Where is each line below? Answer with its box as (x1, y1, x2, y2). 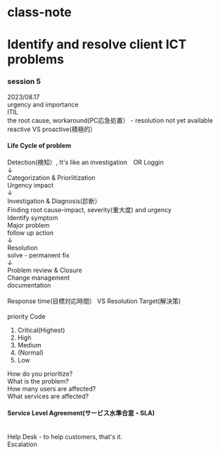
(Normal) (17, 348, 44, 357)
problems (7, 51, 65, 68)
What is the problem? (7, 376, 69, 385)
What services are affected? (7, 392, 89, 400)
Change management (7, 273, 70, 282)
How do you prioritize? (7, 369, 73, 378)
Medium (17, 340, 42, 349)
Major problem (7, 221, 50, 229)
